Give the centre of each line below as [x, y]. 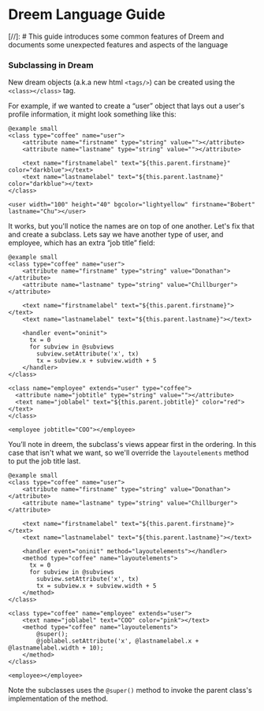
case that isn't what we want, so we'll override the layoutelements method [129, 453]
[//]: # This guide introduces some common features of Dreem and [116, 36]
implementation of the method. [58, 698]
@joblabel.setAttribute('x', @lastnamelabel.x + [118, 641]
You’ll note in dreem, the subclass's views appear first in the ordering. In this [132, 445]
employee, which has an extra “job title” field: [82, 243]
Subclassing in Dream [51, 65]
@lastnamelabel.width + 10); [56, 648]
